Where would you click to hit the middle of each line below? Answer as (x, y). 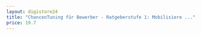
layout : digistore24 (32, 12)
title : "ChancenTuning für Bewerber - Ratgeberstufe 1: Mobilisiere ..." (101, 17)
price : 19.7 (21, 23)
